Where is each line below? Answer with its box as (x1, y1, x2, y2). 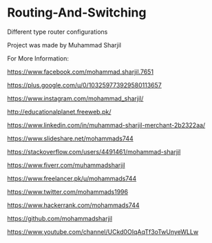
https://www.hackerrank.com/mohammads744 (7, 201, 140, 209)
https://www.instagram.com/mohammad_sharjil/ (7, 94, 144, 103)
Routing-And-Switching (7, 5, 147, 21)
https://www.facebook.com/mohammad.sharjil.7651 (7, 67, 153, 76)
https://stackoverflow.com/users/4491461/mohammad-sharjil (7, 147, 181, 156)
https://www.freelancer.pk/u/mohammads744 (7, 174, 137, 182)
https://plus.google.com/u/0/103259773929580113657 (7, 81, 162, 89)
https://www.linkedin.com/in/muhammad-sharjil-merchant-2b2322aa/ (7, 120, 206, 129)
